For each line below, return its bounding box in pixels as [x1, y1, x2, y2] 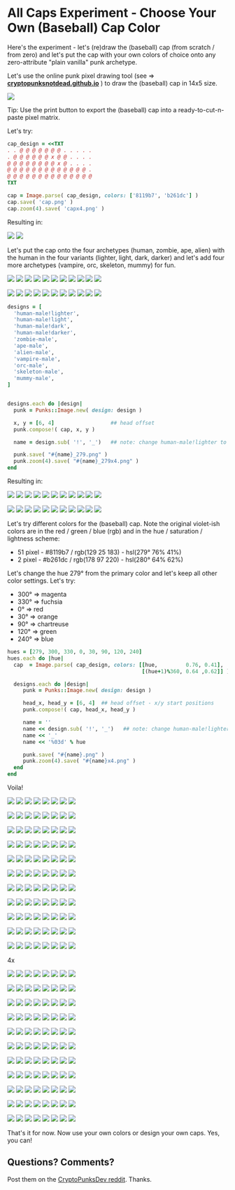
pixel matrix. [24, 113, 61, 121]
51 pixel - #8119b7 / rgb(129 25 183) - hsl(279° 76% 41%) [17, 548, 182, 557]
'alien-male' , [13, 349, 55, 356]
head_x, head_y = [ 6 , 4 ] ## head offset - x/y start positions [22, 700, 215, 707]
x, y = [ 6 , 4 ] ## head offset [13, 419, 155, 426]
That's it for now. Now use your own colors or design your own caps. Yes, [7, 1129, 220, 1137]
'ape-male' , [13, 342, 49, 349]
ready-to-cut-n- [178, 105, 225, 114]
